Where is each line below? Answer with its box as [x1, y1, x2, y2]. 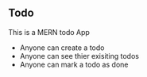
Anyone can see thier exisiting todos [19, 51, 139, 60]
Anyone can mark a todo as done [19, 60, 129, 69]
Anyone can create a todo [19, 43, 105, 52]
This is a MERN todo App [8, 27, 90, 37]
